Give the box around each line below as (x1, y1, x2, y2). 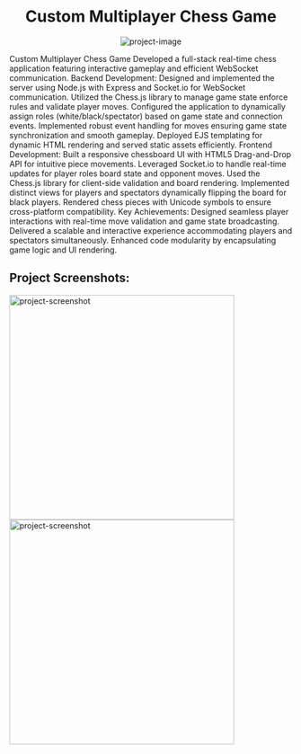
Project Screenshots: (9, 271, 130, 286)
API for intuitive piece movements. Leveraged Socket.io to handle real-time (9, 158, 287, 169)
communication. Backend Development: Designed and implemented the (9, 72, 275, 83)
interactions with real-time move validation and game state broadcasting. (9, 216, 280, 226)
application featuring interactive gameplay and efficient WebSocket (9, 63, 259, 74)
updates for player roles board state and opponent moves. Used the (9, 168, 261, 179)
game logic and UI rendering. (9, 244, 118, 255)
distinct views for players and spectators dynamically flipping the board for (9, 187, 288, 198)
